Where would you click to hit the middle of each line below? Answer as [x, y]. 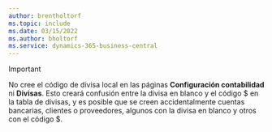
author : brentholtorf [45, 16]
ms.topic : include [39, 23]
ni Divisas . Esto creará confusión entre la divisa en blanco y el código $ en [134, 93]
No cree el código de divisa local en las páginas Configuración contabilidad [136, 85]
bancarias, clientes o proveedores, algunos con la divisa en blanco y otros [133, 111]
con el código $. [36, 119]
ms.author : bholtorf [43, 38]
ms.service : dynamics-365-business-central [83, 46]
